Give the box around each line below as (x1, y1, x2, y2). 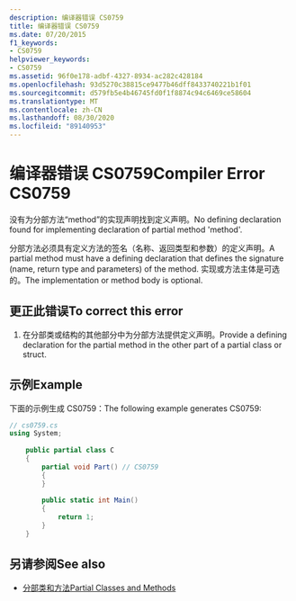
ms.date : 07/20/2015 (9, 30, 87, 39)
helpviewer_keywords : (9, 55, 91, 64)
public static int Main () (41, 496, 139, 505)
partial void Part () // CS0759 (41, 462, 159, 471)
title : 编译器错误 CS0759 (9, 22, 100, 31)
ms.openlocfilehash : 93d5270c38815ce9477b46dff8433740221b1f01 (9, 80, 252, 89)
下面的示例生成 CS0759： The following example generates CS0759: (9, 402, 263, 414)
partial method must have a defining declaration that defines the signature (9, 253, 284, 264)
